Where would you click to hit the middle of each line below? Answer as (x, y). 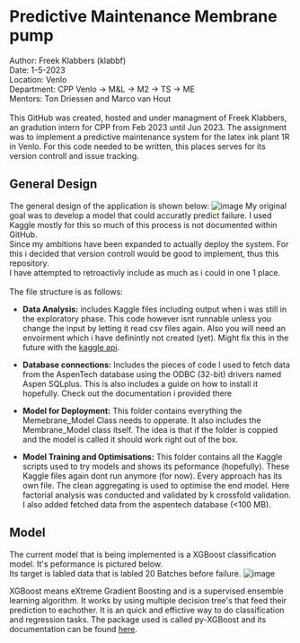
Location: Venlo (38, 79)
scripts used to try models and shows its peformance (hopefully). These (156, 466)
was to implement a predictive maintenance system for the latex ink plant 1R (150, 137)
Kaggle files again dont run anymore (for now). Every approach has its (152, 476)
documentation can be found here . (73, 629)
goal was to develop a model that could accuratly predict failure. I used (141, 215)
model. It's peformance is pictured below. (86, 564)
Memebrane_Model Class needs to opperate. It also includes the (141, 420)
